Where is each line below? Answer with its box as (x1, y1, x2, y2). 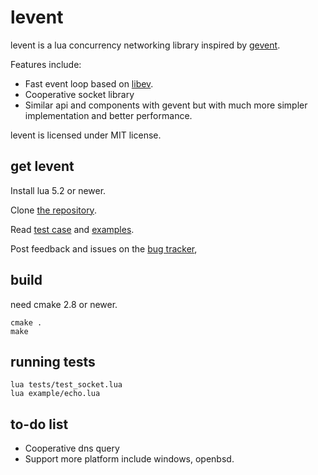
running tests (10, 353, 96, 370)
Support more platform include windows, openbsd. (24, 453, 235, 465)
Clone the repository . (10, 204, 97, 216)
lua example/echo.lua (10, 389, 101, 399)
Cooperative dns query (24, 442, 120, 455)
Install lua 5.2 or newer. (10, 184, 107, 196)
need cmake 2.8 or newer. (10, 298, 118, 310)
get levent (10, 158, 75, 175)
